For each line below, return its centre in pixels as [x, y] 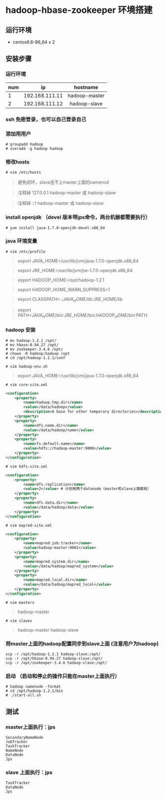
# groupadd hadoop [24, 144]
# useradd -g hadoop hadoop [34, 149]
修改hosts [18, 162]
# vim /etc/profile [26, 252]
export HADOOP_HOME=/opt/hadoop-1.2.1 [61, 280]
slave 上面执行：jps [29, 772]
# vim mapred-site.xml [29, 525]
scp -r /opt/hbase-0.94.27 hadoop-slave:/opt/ [54, 659]
